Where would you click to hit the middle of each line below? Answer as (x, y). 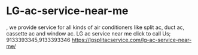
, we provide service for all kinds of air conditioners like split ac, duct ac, (95, 27)
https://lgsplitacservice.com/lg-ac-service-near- (132, 40)
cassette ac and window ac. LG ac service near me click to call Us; (89, 33)
